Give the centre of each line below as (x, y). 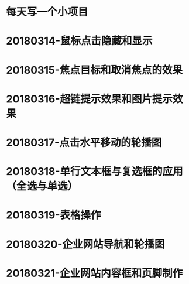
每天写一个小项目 (47, 12)
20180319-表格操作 (54, 215)
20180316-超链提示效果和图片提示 (90, 99)
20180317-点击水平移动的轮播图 (84, 143)
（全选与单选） (42, 187)
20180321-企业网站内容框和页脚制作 (94, 273)
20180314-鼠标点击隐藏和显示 (79, 41)
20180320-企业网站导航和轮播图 (85, 244)
